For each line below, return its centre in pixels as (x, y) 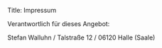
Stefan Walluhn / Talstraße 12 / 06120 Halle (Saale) (81, 37)
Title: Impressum (32, 10)
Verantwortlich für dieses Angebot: (59, 24)
